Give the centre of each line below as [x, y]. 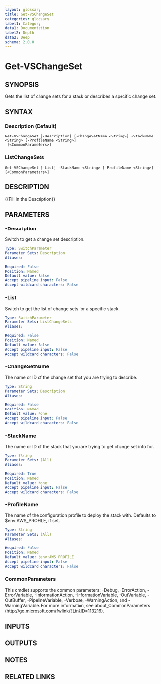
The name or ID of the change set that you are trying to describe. [71, 377]
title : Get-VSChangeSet [30, 14]
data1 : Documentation [27, 28]
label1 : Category [23, 23]
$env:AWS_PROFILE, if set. [33, 521]
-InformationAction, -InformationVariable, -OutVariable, [90, 595]
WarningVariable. [23, 605]
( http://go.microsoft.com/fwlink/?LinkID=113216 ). [55, 611]
